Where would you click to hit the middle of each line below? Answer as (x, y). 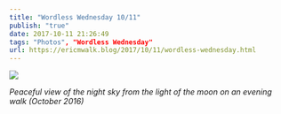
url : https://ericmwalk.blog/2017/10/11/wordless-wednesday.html (132, 50)
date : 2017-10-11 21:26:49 (59, 34)
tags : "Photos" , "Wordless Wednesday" (81, 42)
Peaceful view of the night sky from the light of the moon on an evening (141, 92)
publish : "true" (39, 26)
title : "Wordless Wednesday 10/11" (75, 17)
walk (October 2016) (47, 102)
